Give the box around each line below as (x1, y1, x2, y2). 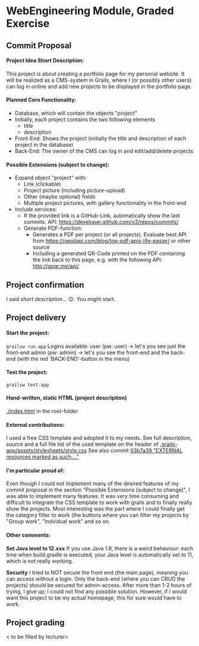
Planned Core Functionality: (6, 96, 77, 103)
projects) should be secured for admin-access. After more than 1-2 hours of (6, 581, 192, 588)
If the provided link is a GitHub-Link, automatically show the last (23, 212, 180, 219)
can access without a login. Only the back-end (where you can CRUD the (6, 575, 185, 582)
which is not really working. (6, 557, 74, 565)
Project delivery (6, 313, 67, 323)
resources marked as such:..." (6, 453, 80, 461)
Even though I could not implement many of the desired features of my (6, 480, 179, 487)
